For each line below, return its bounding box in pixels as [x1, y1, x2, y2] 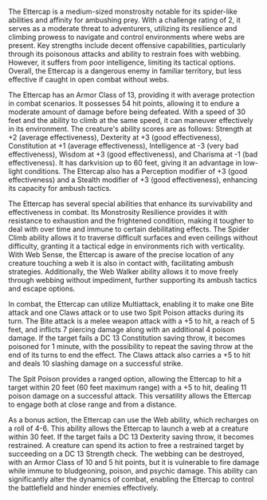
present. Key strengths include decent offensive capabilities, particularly [8, 41, 246, 50]
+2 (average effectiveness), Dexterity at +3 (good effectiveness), [8, 133, 222, 142]
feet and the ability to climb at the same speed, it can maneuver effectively [8, 116, 253, 125]
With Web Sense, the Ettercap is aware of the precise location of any [8, 250, 234, 259]
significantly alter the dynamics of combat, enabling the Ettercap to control [8, 474, 254, 484]
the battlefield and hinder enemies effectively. [8, 483, 159, 492]
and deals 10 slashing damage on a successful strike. [8, 359, 183, 368]
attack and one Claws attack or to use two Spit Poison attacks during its [8, 308, 245, 317]
